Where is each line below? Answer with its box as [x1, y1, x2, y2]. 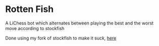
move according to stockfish [5, 25, 65, 31]
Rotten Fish [5, 3, 54, 15]
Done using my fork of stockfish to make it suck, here [5, 35, 117, 41]
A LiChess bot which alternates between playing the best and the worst [5, 20, 154, 26]
